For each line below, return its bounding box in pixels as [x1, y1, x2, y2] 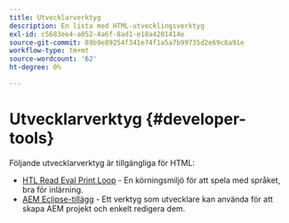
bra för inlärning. [21, 184, 84, 194]
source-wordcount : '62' [9, 54, 98, 63]
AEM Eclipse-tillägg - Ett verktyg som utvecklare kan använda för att [21, 194, 274, 204]
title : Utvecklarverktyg [9, 12, 101, 22]
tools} [9, 128, 55, 148]
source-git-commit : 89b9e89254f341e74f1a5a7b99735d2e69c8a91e [9, 37, 245, 47]
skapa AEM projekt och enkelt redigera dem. [21, 202, 186, 214]
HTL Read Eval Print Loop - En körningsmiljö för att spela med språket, [21, 175, 281, 186]
